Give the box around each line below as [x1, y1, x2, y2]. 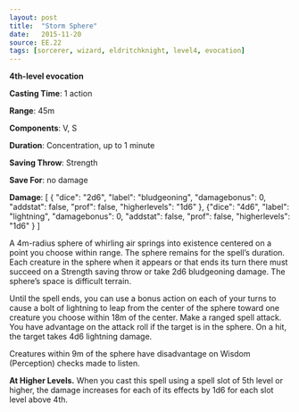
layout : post [9, 13, 58, 22]
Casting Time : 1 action [9, 88, 93, 99]
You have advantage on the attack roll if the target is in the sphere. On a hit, [9, 322, 287, 332]
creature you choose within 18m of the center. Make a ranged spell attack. [9, 312, 282, 323]
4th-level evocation [9, 71, 84, 81]
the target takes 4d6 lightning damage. [9, 332, 153, 342]
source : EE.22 [9, 38, 62, 47]
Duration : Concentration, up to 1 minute [9, 140, 155, 151]
